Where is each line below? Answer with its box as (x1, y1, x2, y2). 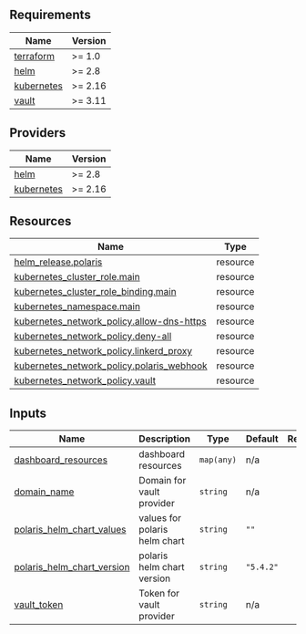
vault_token (14, 598, 64, 611)
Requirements (9, 7, 91, 23)
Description (138, 432, 191, 445)
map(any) (199, 455, 238, 465)
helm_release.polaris (14, 255, 103, 268)
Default (245, 432, 280, 445)
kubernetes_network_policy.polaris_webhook (14, 359, 208, 372)
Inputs (9, 405, 47, 421)
